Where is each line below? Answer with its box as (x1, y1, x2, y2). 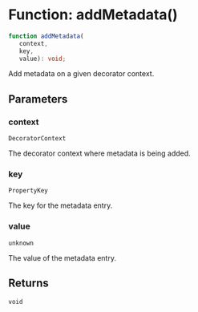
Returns (8, 277, 50, 290)
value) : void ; (18, 55, 67, 63)
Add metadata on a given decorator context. (8, 69, 155, 79)
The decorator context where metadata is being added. (8, 148, 191, 158)
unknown (8, 239, 34, 247)
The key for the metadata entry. (8, 201, 113, 210)
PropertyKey (8, 187, 48, 195)
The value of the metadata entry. (8, 253, 116, 262)
